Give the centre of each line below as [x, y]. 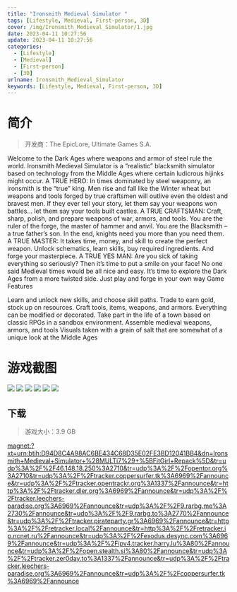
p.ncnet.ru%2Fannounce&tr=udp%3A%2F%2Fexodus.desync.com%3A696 [118, 535]
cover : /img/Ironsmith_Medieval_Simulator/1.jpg [80, 27]
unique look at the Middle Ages [53, 337]
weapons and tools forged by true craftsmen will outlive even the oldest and [117, 196]
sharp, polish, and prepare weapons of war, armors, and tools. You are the [115, 219]
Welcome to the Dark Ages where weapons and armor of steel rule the [110, 158]
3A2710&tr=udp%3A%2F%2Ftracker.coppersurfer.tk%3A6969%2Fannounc [118, 475]
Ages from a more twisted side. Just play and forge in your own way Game [116, 279]
